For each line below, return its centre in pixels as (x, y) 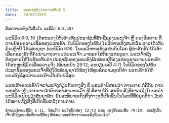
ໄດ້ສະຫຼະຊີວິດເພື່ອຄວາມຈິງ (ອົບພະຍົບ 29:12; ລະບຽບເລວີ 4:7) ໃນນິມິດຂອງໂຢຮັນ (81, 65)
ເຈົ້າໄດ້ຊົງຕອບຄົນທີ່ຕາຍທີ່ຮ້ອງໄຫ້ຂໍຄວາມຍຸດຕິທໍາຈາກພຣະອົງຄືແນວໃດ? (58, 115)
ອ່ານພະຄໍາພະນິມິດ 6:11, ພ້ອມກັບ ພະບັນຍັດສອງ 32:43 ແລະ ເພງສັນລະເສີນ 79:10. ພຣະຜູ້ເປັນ (83, 110)
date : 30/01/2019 (26, 15)
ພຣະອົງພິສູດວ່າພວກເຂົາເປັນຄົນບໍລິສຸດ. (40, 75)
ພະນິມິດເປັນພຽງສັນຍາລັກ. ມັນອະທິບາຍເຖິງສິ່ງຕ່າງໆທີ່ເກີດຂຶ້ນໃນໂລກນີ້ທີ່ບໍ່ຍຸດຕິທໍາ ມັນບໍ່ (84, 96)
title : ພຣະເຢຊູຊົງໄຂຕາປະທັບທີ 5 (35, 10)
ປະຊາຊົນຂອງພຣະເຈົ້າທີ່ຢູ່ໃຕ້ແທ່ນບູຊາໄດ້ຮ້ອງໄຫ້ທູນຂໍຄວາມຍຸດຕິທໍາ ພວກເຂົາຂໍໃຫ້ (79, 70)
